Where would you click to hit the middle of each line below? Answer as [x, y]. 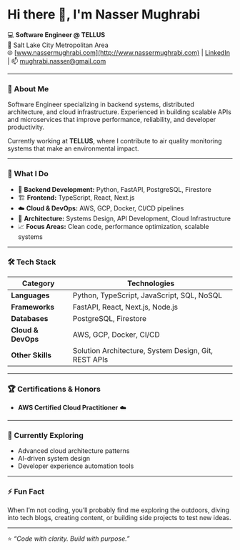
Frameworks [33, 307]
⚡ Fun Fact [26, 492]
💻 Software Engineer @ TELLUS [56, 34]
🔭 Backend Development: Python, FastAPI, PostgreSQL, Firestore [115, 189]
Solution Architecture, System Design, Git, [142, 350]
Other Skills [31, 355]
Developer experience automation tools [76, 466]
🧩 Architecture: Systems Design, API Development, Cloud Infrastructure [124, 218]
